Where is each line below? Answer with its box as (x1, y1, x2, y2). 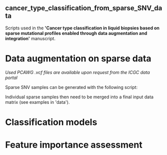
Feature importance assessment (5, 139, 143, 151)
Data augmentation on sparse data (5, 53, 152, 64)
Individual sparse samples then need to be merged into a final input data (5, 94, 154, 100)
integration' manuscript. (5, 35, 56, 41)
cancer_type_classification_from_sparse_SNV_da (5, 4, 163, 12)
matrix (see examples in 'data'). (5, 99, 70, 105)
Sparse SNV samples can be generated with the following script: (5, 84, 138, 90)
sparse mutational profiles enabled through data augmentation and (5, 30, 148, 36)
